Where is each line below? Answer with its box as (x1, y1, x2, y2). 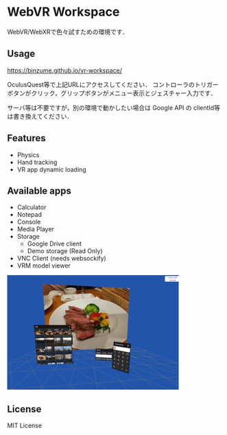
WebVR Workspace (7, 4, 120, 20)
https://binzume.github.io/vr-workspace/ (7, 66, 122, 74)
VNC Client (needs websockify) (16, 255, 106, 263)
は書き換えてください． (7, 112, 73, 120)
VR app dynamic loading (16, 165, 87, 174)
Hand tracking (16, 158, 58, 166)
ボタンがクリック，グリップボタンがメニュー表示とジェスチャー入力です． (7, 89, 217, 97)
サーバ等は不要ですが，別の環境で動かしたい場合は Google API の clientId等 (7, 104, 221, 112)
